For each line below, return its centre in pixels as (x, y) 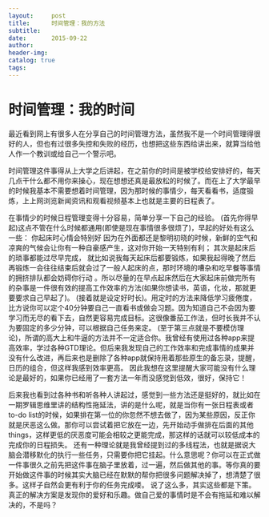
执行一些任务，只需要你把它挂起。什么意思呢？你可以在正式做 (159, 455)
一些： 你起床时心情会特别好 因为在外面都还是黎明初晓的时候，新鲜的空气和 (133, 238)
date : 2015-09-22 (48, 38)
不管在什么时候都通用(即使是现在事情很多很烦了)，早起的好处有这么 (143, 227)
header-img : (28, 53)
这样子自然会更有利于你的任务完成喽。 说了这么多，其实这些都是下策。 (139, 484)
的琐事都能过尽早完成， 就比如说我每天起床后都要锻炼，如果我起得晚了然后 (132, 258)
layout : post (37, 16)
